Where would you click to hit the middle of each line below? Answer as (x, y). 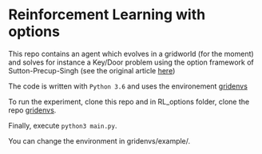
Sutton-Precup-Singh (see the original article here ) (92, 70)
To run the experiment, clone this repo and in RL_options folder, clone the (129, 101)
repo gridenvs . (32, 110)
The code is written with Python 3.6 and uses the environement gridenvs (128, 86)
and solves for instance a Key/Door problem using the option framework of (131, 62)
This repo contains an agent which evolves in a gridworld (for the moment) (131, 53)
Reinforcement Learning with (107, 15)
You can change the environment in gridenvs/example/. (99, 140)
